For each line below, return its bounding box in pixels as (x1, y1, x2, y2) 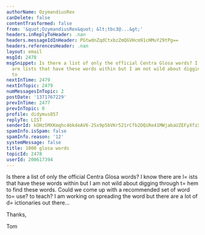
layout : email (6, 49, 43, 55)
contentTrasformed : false (6, 20, 72, 26)
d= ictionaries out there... (6, 199, 70, 206)
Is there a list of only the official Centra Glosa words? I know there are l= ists (6, 173, 198, 181)
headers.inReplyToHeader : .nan (6, 32, 86, 38)
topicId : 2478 (6, 151, 43, 157)
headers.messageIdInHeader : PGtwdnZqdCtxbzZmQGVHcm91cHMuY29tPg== (6, 37, 179, 43)
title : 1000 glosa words (6, 145, 70, 151)
